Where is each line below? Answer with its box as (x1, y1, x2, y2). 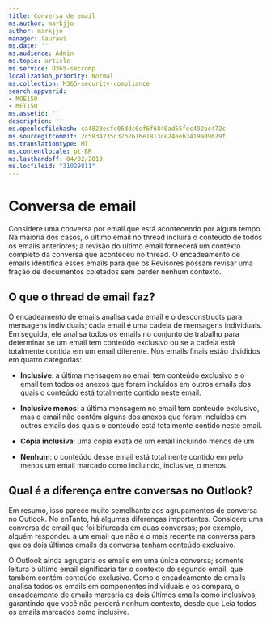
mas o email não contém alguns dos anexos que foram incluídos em (19, 412, 247, 422)
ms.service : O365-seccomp (8, 65, 95, 73)
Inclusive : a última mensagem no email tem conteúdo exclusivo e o (19, 370, 245, 380)
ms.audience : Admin (8, 49, 74, 57)
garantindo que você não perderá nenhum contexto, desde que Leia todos (8, 598, 256, 608)
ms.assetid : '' (8, 110, 60, 118)
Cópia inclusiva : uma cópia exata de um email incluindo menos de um (19, 436, 255, 446)
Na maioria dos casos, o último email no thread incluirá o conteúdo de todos (8, 232, 263, 243)
